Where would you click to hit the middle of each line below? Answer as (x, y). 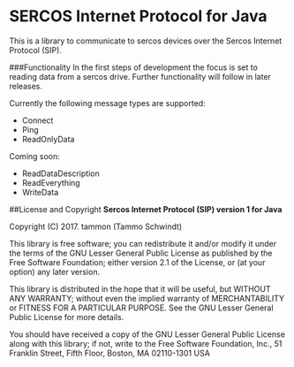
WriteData (40, 192)
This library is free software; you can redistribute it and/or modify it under (143, 243)
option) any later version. (54, 271)
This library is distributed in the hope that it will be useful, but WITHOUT (140, 288)
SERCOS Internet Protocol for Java (138, 16)
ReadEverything (51, 182)
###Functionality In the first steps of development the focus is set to (134, 67)
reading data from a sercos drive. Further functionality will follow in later (140, 76)
